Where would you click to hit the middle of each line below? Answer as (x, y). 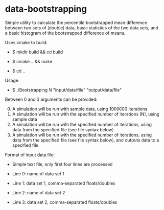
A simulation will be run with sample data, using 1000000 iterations (80, 109)
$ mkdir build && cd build (37, 52)
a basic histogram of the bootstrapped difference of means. (65, 33)
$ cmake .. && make (32, 61)
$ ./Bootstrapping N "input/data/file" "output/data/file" (67, 90)
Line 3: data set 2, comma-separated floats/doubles (65, 202)
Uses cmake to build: (26, 42)
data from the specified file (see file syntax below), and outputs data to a (85, 140)
